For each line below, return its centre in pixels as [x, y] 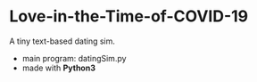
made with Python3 [59, 68]
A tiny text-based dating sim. [62, 41]
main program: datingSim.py [74, 58]
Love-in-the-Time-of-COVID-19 [129, 16]
